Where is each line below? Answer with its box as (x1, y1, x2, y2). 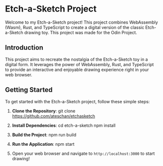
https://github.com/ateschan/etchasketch (12, 113, 96, 119)
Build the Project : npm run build (12, 132, 77, 138)
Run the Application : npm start (12, 141, 75, 147)
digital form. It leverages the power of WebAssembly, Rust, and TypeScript (5, 61, 154, 67)
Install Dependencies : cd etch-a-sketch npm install (12, 122, 116, 128)
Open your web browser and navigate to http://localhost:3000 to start (12, 151, 155, 156)
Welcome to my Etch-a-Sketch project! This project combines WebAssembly (5, 19, 158, 25)
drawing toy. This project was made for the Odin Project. (24, 29, 137, 35)
